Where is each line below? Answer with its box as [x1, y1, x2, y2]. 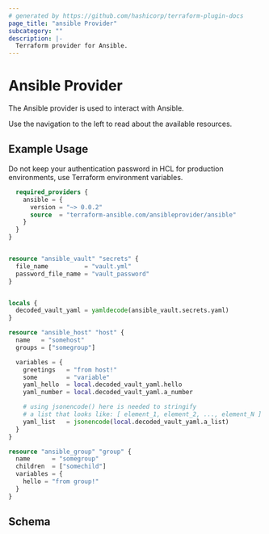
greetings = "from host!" [23, 365, 117, 374]
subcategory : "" [8, 27, 63, 35]
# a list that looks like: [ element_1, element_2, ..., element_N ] [23, 410, 263, 418]
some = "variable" [23, 373, 111, 381]
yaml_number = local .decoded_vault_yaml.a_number [23, 389, 194, 397]
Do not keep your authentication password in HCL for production [8, 163, 224, 174]
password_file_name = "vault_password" [15, 270, 150, 278]
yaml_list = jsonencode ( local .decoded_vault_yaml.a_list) [23, 418, 229, 426]
